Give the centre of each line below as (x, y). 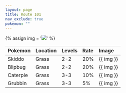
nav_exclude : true (24, 19)
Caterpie (18, 75)
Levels (69, 51)
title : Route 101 (23, 14)
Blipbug (17, 67)
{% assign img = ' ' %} (30, 38)
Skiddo (16, 59)
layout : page (19, 10)
